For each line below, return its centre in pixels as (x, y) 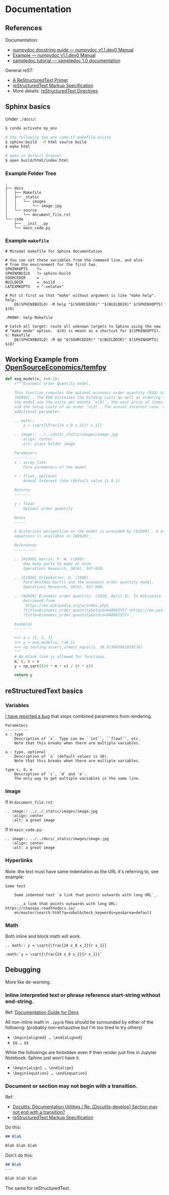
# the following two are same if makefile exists (58, 137)
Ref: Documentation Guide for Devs (42, 1012)
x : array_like (30, 462)
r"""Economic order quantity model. (53, 384)
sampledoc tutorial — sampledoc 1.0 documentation (66, 61)
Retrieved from (39, 601)
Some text (16, 886)
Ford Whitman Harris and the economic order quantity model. (89, 582)
